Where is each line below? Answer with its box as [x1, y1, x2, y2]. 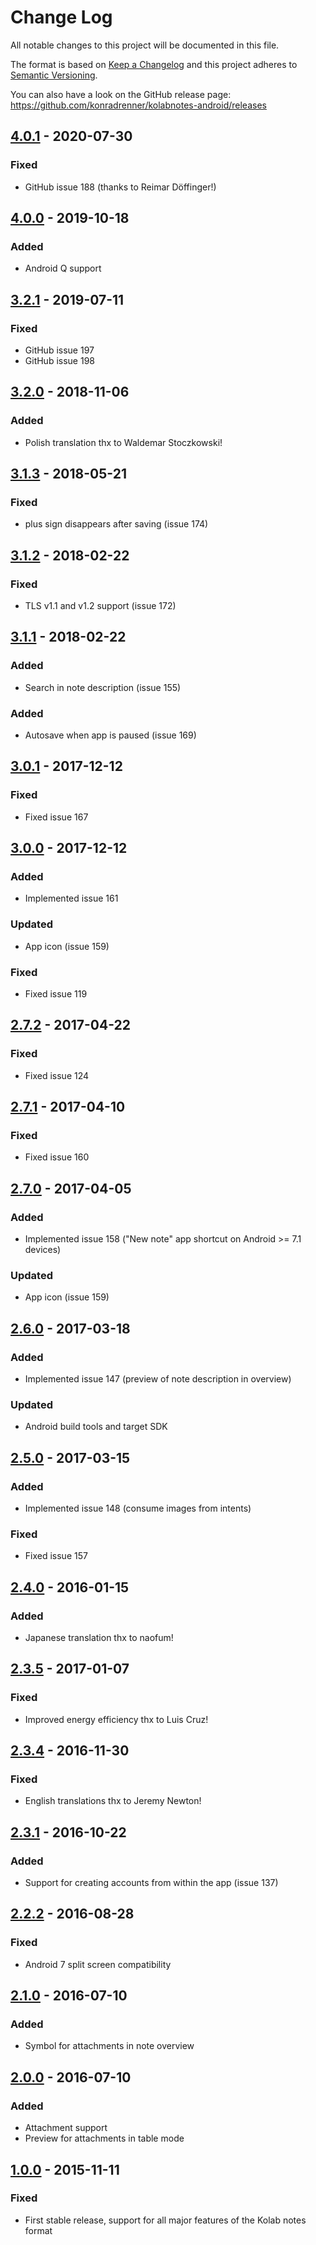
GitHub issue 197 [24, 344, 95, 356]
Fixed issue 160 [24, 1151, 90, 1163]
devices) [24, 1244, 62, 1256]
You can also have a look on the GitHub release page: [10, 88, 232, 100]
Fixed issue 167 [24, 811, 89, 823]
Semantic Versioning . [10, 69, 98, 81]
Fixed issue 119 [24, 988, 88, 1000]
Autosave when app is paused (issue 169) [24, 729, 197, 741]
